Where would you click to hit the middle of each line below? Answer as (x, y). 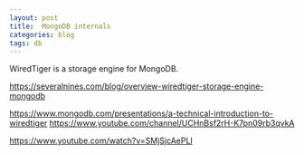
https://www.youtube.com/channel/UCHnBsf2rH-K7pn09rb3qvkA (172, 123)
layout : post (34, 18)
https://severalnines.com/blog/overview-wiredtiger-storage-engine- (137, 86)
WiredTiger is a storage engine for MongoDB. (94, 69)
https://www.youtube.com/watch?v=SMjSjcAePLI (101, 140)
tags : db (26, 43)
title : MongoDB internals (60, 26)
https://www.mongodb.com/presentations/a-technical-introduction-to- (142, 113)
